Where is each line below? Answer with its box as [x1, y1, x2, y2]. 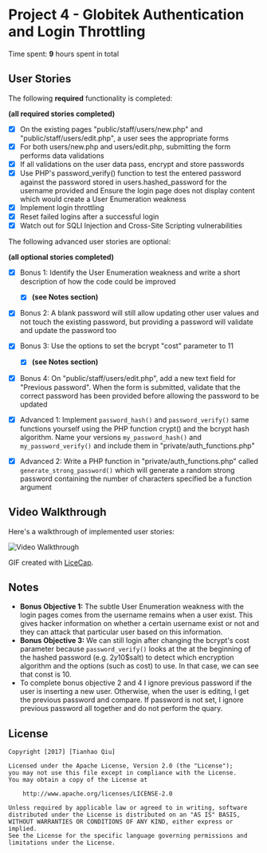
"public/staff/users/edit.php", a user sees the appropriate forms [19, 133, 230, 143]
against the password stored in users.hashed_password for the [19, 177, 227, 187]
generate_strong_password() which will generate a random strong [19, 465, 235, 474]
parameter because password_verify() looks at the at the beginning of [19, 645, 251, 654]
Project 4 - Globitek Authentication [8, 6, 245, 24]
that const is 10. [19, 669, 72, 680]
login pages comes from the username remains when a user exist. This [19, 610, 253, 620]
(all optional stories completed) [8, 252, 114, 262]
